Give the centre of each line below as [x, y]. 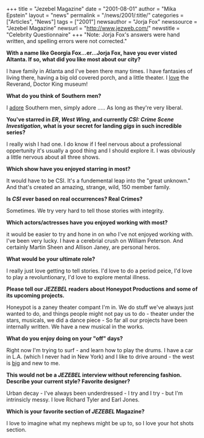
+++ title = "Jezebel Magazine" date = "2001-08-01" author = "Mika [91, 9]
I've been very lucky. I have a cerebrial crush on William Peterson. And [95, 241]
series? [16, 132]
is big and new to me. [33, 363]
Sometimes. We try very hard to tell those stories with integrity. [85, 210]
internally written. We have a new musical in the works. [75, 327]
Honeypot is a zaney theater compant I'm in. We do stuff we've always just [100, 307]
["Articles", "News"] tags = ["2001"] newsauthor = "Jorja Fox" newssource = [102, 22]
